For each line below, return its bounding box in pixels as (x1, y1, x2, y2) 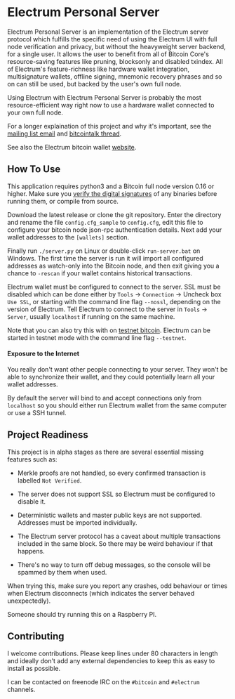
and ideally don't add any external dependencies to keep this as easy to (7, 656, 215, 665)
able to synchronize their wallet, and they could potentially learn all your (7, 372, 215, 381)
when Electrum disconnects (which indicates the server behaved (7, 589, 195, 597)
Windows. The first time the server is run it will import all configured (7, 254, 203, 262)
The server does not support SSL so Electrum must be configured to (17, 490, 215, 498)
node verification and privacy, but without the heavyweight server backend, (7, 42, 226, 51)
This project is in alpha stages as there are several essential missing (7, 448, 204, 456)
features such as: (7, 455, 58, 464)
